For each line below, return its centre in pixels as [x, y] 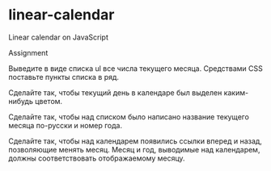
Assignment [28, 52]
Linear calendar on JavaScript [59, 37]
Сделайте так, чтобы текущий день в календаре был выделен [115, 92]
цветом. [49, 101]
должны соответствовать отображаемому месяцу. [97, 158]
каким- [236, 92]
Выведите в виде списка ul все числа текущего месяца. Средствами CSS [135, 68]
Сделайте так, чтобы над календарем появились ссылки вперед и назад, [135, 141]
